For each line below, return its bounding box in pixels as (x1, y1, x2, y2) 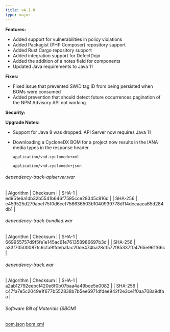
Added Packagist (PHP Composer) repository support (12, 41, 126, 48)
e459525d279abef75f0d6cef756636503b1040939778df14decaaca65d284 (5, 200, 164, 207)
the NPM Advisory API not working (12, 99, 86, 105)
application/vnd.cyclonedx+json (12, 163, 82, 169)
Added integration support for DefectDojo (12, 52, 101, 59)
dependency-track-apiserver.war (5, 174, 76, 180)
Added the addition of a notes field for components (12, 58, 121, 64)
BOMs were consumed (12, 88, 61, 94)
